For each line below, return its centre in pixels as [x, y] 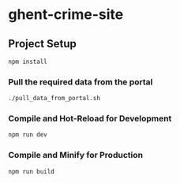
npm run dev [28, 135]
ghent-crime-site [66, 15]
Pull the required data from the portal [81, 82]
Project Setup [43, 44]
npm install [28, 62]
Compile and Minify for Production [76, 155]
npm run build [32, 171]
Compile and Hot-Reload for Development [90, 118]
